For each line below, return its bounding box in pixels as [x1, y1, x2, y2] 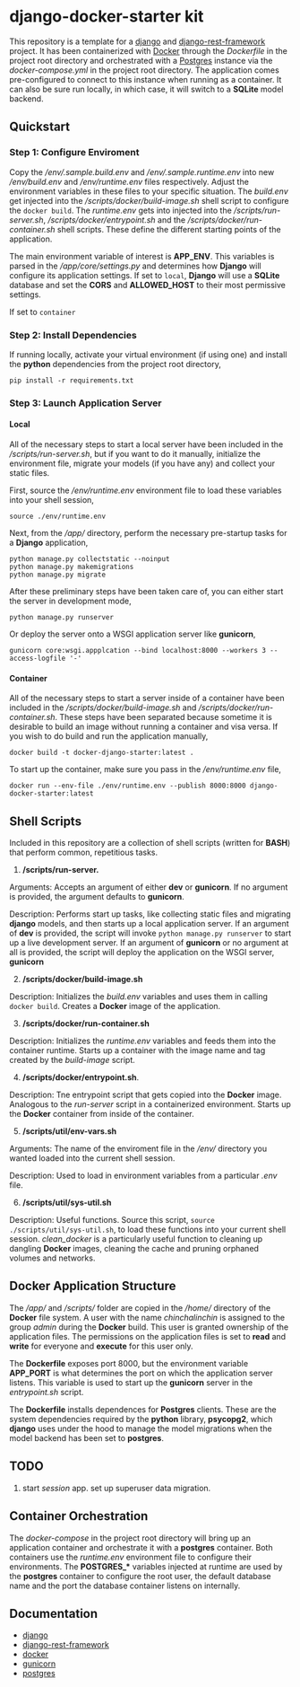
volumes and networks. [9, 1252, 96, 1263]
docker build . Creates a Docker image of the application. [9, 1001, 221, 1012]
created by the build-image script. [9, 1055, 136, 1066]
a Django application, [9, 537, 89, 549]
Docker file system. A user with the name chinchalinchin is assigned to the [9, 1312, 285, 1322]
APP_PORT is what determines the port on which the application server [9, 1367, 273, 1378]
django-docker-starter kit [9, 6, 204, 27]
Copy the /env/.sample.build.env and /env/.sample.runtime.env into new [9, 166, 275, 177]
